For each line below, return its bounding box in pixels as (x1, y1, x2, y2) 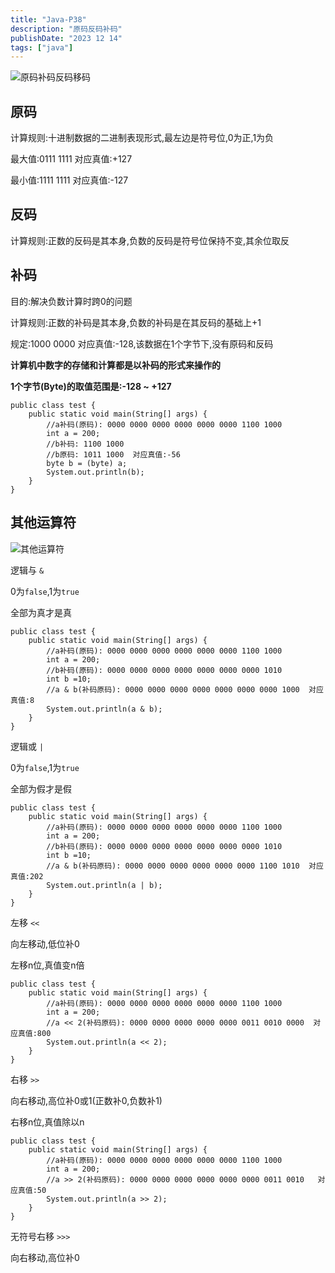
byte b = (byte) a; (46, 458, 128, 468)
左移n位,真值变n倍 (10, 959, 85, 971)
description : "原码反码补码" (10, 24, 123, 34)
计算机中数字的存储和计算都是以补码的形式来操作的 (10, 359, 221, 371)
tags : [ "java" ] (10, 42, 74, 53)
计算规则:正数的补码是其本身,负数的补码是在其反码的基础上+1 (10, 316, 262, 328)
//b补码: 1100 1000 (46, 439, 125, 449)
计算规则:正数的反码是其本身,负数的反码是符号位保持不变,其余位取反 (10, 234, 290, 246)
